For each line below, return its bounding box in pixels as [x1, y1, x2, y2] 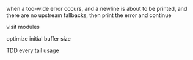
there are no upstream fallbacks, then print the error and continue [6, 12, 172, 19]
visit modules [6, 24, 40, 30]
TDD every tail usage [6, 47, 59, 54]
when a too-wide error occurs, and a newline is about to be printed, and [6, 5, 188, 12]
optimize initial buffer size [6, 35, 71, 42]
